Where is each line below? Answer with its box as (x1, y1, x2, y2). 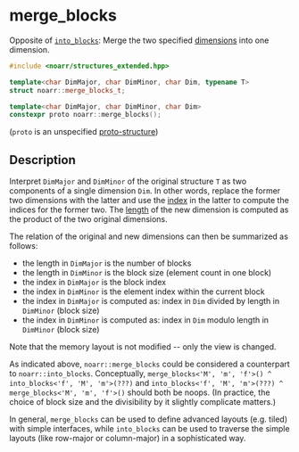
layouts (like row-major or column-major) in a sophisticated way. (9, 433, 246, 444)
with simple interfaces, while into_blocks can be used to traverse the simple (9, 423, 290, 434)
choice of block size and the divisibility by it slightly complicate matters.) (9, 397, 277, 407)
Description (9, 152, 76, 168)
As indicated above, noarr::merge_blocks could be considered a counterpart (9, 358, 290, 370)
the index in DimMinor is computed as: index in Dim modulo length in (21, 315, 270, 325)
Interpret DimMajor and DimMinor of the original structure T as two (9, 176, 247, 187)
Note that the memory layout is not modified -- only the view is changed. (9, 341, 277, 352)
